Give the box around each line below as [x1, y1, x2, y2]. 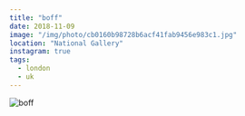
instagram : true [9, 47, 71, 56]
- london [17, 64, 51, 73]
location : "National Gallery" [9, 38, 124, 48]
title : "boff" [9, 13, 64, 23]
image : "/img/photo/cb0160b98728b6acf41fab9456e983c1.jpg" [9, 30, 238, 39]
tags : [9, 55, 30, 64]
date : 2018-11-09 [9, 22, 75, 31]
